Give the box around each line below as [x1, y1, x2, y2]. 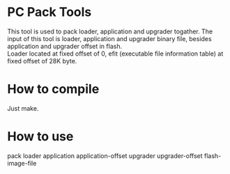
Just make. [7, 104, 39, 112]
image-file [7, 159, 37, 167]
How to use [7, 129, 74, 145]
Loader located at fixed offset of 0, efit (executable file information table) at [7, 49, 224, 58]
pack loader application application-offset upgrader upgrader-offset [7, 151, 204, 160]
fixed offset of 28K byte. [7, 56, 77, 65]
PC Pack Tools [7, 4, 92, 20]
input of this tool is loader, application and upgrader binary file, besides [7, 34, 212, 42]
